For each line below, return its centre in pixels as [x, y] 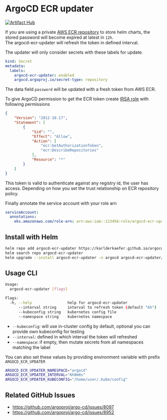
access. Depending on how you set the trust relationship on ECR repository [82, 188]
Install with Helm [32, 237]
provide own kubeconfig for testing [48, 332]
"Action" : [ [44, 141]
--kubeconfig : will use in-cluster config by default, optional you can [81, 326]
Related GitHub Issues [40, 395]
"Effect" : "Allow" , [52, 136]
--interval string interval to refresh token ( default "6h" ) [87, 307]
